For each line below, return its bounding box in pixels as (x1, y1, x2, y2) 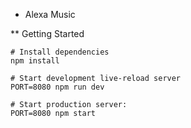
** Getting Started (10, 28, 85, 39)
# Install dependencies (10, 47, 110, 57)
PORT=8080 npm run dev (10, 82, 105, 92)
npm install (10, 56, 60, 66)
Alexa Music (24, 9, 76, 20)
